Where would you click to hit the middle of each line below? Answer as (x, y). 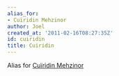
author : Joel (26, 26)
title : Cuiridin (31, 46)
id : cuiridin (26, 39)
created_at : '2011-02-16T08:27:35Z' (60, 33)
